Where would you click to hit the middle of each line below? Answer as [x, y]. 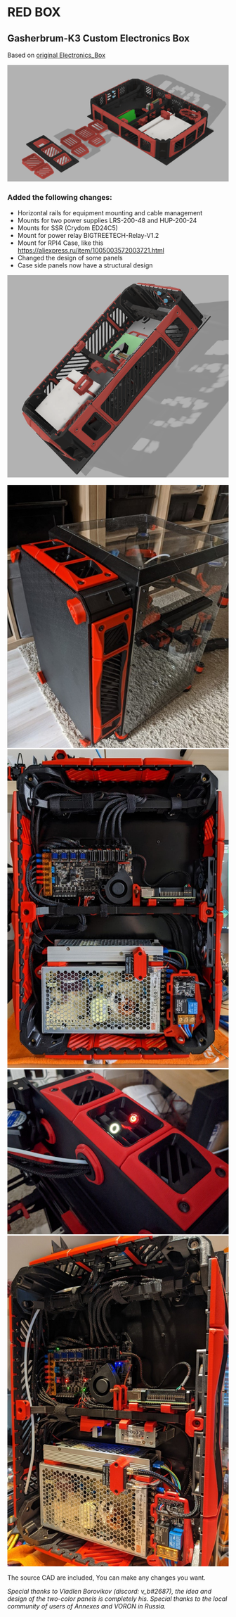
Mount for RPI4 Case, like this [60, 243]
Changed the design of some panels [70, 258]
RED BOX [34, 12]
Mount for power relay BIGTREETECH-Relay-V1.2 [88, 235]
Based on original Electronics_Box [57, 55]
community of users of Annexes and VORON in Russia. [87, 1606]
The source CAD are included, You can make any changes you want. [106, 1578]
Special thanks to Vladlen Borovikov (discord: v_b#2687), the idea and [110, 1592]
